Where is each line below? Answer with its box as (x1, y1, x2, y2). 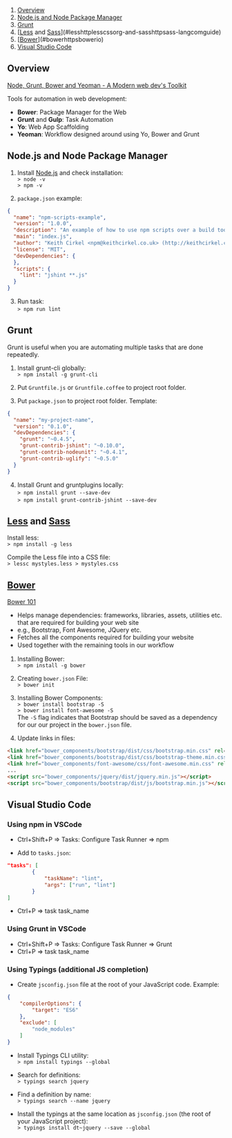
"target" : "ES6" (32, 1006, 79, 1013)
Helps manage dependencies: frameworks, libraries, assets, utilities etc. (17, 611, 222, 619)
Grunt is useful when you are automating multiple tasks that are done (7, 343, 204, 351)
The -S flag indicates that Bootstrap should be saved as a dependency (17, 713, 217, 722)
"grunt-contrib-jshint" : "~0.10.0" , (19, 443, 126, 450)
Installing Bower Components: (17, 694, 103, 702)
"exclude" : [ (19, 1020, 57, 1026)
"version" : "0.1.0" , (13, 423, 72, 430)
